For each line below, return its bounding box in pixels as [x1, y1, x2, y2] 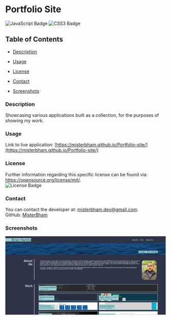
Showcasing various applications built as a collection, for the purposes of [5, 112, 159, 118]
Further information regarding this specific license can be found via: [5, 171, 148, 177]
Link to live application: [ [5, 142, 56, 148]
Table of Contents [5, 35, 64, 44]
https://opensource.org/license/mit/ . [5, 177, 81, 183]
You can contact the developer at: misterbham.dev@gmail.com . [5, 206, 139, 212]
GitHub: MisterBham [5, 212, 48, 218]
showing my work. [5, 118, 44, 124]
